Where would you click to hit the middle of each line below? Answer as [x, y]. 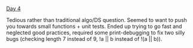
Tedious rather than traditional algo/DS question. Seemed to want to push [96, 20]
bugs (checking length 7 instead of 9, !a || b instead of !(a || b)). [84, 39]
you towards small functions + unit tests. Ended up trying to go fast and [94, 26]
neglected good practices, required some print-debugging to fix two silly [96, 33]
